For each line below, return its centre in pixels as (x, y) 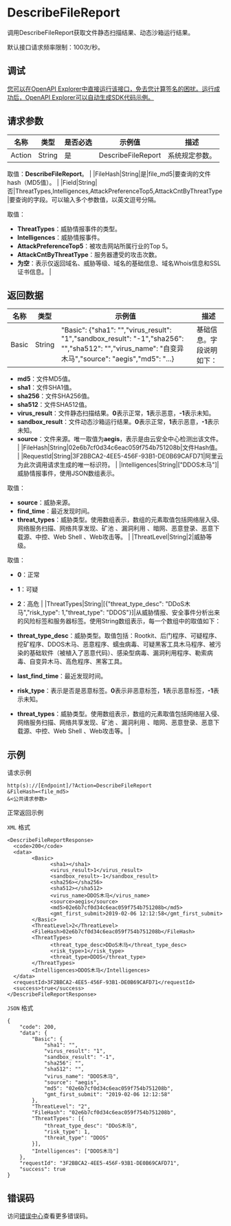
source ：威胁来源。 (45, 502)
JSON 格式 (20, 1008)
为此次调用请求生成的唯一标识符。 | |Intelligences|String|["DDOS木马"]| (118, 465)
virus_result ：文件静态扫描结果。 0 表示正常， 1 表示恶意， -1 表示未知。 (116, 413)
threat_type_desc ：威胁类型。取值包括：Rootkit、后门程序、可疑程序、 (119, 636)
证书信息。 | (34, 271)
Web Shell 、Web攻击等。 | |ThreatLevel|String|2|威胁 (130, 537)
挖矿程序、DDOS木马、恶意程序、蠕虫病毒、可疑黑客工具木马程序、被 (116, 645)
